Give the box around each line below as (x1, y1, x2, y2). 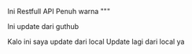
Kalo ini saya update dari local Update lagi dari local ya (7, 37, 185, 46)
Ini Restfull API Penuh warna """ (7, 7, 111, 16)
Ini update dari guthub (7, 22, 79, 31)
